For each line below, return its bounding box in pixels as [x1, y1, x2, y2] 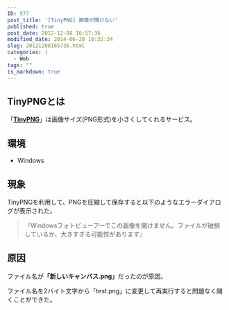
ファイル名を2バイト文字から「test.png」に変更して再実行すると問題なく [7, 286, 217, 295]
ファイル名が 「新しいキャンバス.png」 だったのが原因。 [7, 272, 167, 280]
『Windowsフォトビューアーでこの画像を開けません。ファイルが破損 [24, 221, 221, 230]
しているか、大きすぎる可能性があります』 [24, 230, 146, 238]
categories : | [7, 49, 49, 56]
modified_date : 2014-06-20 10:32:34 [7, 36, 113, 43]
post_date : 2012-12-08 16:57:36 [7, 29, 101, 37]
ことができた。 [12, 295, 56, 304]
